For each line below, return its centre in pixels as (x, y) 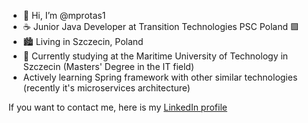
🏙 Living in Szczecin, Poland (83, 41)
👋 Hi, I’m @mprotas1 (64, 15)
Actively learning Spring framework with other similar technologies (160, 77)
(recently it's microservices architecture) (106, 88)
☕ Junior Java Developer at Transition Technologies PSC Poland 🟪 (161, 26)
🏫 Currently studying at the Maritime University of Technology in (155, 56)
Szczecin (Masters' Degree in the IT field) (108, 66)
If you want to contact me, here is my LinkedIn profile (118, 107)
